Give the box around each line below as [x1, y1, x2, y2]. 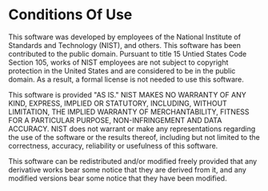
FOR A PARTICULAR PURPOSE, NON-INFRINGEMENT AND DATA [8, 115, 222, 125]
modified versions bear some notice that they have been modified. [8, 173, 227, 183]
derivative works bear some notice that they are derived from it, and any [8, 165, 246, 174]
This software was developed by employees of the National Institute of [8, 32, 242, 42]
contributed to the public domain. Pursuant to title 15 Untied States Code [8, 49, 247, 58]
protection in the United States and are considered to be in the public [8, 66, 236, 75]
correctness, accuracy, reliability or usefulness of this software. [8, 141, 218, 150]
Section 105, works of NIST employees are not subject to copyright [8, 58, 229, 67]
